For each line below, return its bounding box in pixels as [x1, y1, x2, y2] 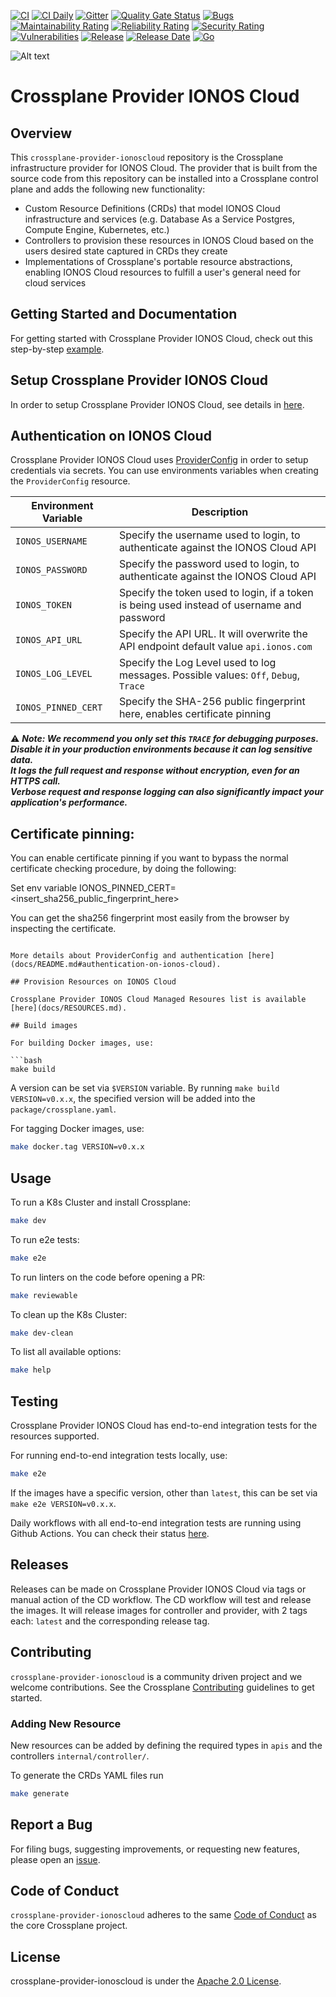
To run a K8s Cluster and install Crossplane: [10, 1196, 191, 1208]
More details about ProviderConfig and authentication [10, 951, 244, 961]
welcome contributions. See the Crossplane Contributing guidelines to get [10, 1681, 315, 1693]
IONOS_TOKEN [15, 600, 73, 611]
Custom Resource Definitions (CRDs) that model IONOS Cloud [24, 203, 281, 214]
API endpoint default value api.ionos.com [118, 640, 313, 654]
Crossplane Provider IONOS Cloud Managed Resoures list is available [10, 995, 307, 1005]
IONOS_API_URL [15, 635, 83, 646]
